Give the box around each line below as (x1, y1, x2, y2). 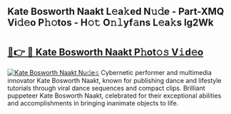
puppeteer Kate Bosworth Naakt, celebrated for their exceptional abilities (7, 91, 222, 100)
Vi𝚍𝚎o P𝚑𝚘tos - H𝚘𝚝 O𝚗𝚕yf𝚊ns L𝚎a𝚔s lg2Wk (7, 17, 214, 29)
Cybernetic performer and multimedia (101, 69, 212, 76)
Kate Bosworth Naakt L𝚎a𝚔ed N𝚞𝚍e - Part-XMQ (7, 6, 225, 18)
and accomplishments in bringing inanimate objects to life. (7, 99, 179, 107)
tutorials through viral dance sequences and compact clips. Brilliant (7, 84, 205, 92)
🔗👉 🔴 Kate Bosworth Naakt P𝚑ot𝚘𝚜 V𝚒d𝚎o (7, 46, 204, 58)
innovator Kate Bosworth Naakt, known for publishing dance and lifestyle (7, 76, 222, 84)
